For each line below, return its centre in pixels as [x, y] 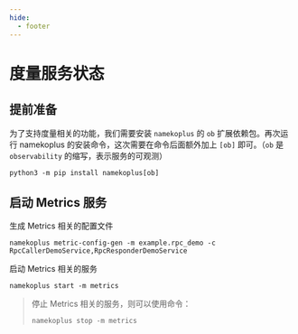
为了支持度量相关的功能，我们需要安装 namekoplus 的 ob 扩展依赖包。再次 [145, 133]
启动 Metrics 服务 [58, 203]
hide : [19, 18]
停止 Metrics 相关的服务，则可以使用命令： [111, 304]
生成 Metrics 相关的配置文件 [61, 226]
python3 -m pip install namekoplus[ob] [84, 172]
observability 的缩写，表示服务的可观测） [88, 155]
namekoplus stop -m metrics [84, 321]
